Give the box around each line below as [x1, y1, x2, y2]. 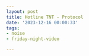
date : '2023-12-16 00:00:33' [6, 19, 78, 25]
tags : [6, 25, 20, 31]
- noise [6, 31, 26, 37]
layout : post [6, 8, 39, 15]
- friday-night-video [6, 36, 60, 42]
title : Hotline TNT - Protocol [6, 14, 84, 20]
